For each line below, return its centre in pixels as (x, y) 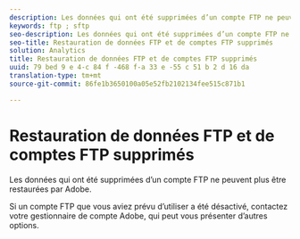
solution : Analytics (48, 51)
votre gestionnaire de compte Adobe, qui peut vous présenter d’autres (138, 216)
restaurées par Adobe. (50, 189)
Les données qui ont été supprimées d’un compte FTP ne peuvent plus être (148, 179)
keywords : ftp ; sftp (50, 26)
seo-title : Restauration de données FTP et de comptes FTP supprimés (142, 42)
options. (25, 225)
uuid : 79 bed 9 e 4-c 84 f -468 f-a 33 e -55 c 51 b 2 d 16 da (129, 68)
